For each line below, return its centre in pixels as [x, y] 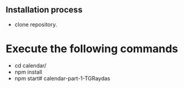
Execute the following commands [92, 49]
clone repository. [36, 24]
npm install [28, 72]
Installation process [44, 10]
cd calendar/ [30, 65]
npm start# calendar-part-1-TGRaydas [62, 78]
